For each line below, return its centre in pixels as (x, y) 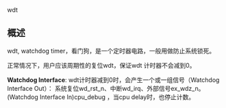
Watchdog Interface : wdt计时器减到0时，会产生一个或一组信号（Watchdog (113, 80)
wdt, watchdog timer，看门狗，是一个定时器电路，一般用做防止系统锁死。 (111, 51)
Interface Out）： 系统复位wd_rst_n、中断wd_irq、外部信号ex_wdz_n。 (106, 88)
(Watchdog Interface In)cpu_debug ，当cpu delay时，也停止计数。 (101, 97)
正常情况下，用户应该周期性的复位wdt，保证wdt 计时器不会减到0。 (101, 65)
